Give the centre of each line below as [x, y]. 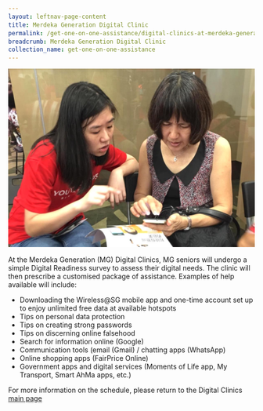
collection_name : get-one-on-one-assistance [82, 50]
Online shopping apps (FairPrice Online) [84, 358]
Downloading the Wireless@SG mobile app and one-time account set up [136, 300]
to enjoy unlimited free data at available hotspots [98, 308]
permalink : [26, 33]
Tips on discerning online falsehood [77, 333]
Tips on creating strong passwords [76, 325]
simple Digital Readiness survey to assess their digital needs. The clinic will [129, 267]
